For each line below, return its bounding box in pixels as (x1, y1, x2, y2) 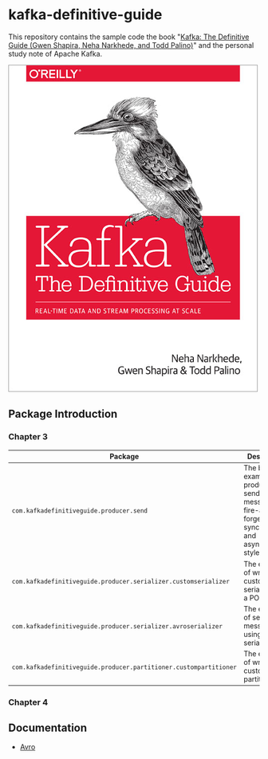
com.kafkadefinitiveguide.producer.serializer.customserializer (11, 577, 230, 585)
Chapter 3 (8, 431, 48, 442)
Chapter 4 (8, 696, 49, 707)
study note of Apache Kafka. (8, 49, 103, 58)
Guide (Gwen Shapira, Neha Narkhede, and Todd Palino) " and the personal (8, 40, 254, 49)
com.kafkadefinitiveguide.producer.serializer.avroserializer (11, 622, 223, 631)
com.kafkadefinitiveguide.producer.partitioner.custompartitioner (11, 663, 238, 671)
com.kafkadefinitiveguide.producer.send (11, 507, 148, 515)
